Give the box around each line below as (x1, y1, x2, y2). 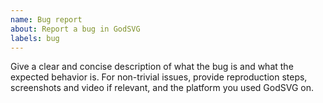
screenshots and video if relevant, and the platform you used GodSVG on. (10, 82, 315, 94)
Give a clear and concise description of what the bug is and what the (10, 61, 294, 73)
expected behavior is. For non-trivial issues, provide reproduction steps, (10, 71, 308, 83)
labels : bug (10, 33, 60, 43)
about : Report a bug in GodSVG (10, 24, 141, 34)
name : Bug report (10, 14, 83, 25)
